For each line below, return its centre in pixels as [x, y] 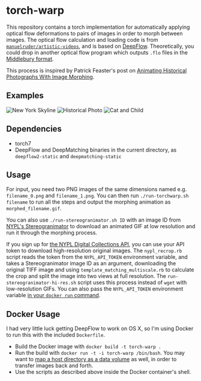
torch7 [23, 143]
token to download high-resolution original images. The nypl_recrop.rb [94, 251]
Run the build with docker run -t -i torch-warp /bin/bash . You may [100, 353]
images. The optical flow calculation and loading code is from [82, 40]
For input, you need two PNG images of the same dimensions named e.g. [97, 189]
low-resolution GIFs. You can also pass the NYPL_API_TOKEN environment [95, 289]
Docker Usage [33, 314]
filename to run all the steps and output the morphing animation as [88, 202]
